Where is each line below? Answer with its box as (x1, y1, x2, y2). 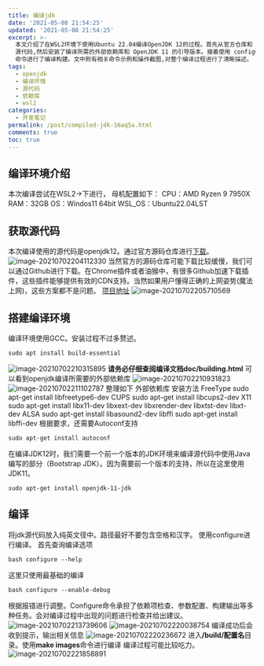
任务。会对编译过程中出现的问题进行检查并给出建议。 (14, 610, 187, 620)
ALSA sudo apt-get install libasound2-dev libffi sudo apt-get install (22, 409, 238, 418)
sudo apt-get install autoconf (8, 434, 111, 442)
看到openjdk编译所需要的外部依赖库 (14, 373, 131, 383)
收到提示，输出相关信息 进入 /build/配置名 (8, 630, 245, 639)
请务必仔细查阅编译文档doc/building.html (107, 363, 244, 373)
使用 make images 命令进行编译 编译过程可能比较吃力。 (22, 640, 200, 649)
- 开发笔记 (15, 114, 46, 122)
